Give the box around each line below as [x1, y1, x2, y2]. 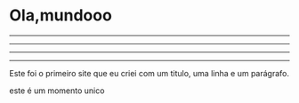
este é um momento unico [9, 85, 105, 96]
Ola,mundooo [9, 5, 113, 26]
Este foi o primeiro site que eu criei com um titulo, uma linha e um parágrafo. [9, 67, 289, 78]
